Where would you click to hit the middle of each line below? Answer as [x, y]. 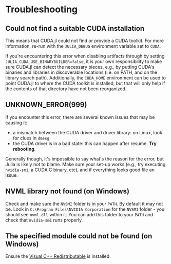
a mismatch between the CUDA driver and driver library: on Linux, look [88, 132]
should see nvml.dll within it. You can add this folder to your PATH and [79, 214]
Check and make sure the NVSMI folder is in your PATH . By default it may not [84, 204]
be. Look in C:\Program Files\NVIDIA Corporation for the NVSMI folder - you [85, 209]
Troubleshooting [42, 9]
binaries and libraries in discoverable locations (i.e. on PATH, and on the [81, 72]
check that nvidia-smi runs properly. [44, 220]
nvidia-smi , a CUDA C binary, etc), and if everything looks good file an [80, 170]
